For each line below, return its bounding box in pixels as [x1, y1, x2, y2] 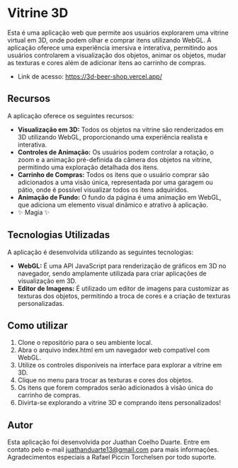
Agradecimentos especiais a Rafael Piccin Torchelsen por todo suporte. [7, 453, 217, 462]
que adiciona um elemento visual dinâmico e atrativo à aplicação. [17, 200, 209, 209]
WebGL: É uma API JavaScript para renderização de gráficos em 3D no [17, 261, 227, 270]
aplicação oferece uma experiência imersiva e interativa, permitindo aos [7, 43, 218, 52]
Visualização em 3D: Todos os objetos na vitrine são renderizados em [17, 125, 225, 134]
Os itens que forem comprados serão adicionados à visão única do [17, 384, 214, 392]
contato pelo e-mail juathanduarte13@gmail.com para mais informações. [7, 445, 220, 454]
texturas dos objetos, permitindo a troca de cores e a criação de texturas [17, 292, 231, 300]
